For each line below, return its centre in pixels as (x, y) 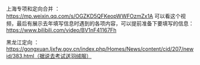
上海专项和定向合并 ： (33, 9)
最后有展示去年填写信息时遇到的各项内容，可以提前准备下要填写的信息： (105, 23)
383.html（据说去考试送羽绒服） (52, 56)
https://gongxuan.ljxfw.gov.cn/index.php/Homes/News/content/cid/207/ (95, 49)
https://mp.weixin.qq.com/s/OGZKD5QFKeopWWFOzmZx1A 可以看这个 (93, 16)
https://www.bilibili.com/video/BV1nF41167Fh (61, 30)
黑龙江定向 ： (23, 42)
